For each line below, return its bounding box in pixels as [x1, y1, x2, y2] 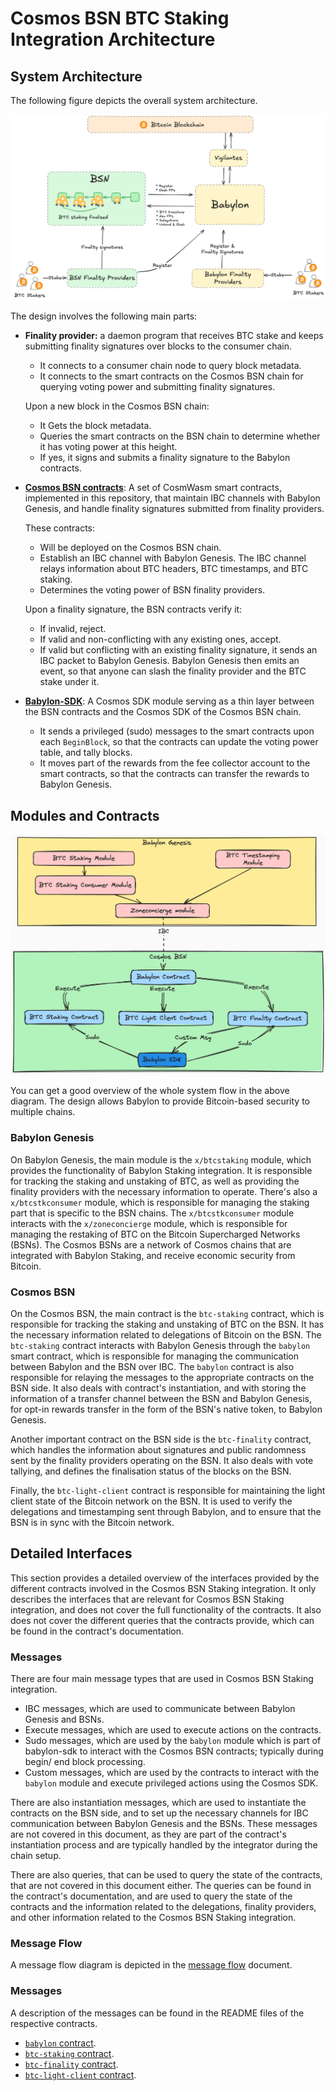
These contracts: [24, 522, 96, 534]
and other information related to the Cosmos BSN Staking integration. [10, 1912, 297, 1924]
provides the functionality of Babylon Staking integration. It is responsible [10, 1164, 313, 1176]
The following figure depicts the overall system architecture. [10, 95, 258, 106]
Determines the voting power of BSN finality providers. [39, 584, 266, 596]
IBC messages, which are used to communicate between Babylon [24, 1703, 296, 1715]
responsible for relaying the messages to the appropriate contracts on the [10, 1372, 315, 1384]
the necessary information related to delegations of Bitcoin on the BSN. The [10, 1329, 322, 1341]
